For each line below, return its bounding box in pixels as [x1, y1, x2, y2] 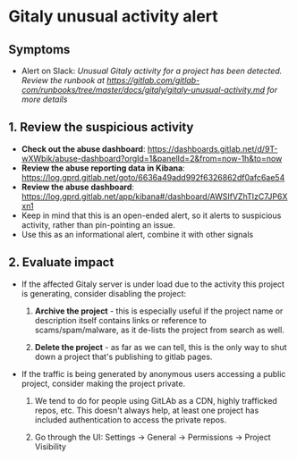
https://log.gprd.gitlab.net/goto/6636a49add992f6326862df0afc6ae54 [21, 172, 285, 182]
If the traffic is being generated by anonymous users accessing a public [21, 368, 286, 379]
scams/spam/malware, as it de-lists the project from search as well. [34, 324, 285, 335]
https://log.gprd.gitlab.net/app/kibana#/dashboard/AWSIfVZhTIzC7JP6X [21, 190, 288, 202]
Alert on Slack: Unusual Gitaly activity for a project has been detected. [21, 65, 283, 76]
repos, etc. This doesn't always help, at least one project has [34, 405, 259, 415]
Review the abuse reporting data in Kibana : [21, 163, 185, 173]
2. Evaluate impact [8, 255, 115, 270]
